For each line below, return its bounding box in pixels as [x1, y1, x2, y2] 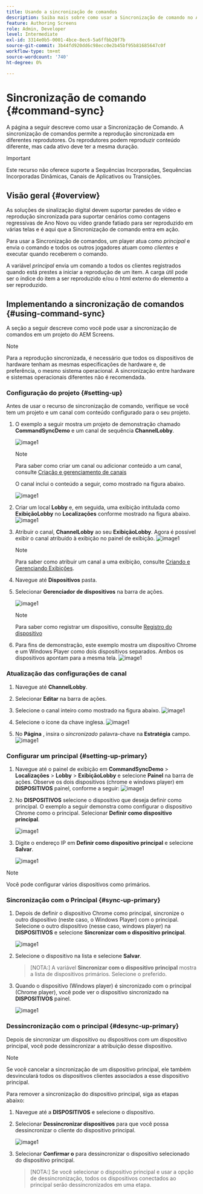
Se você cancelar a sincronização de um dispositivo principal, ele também [6, 1066, 192, 1073]
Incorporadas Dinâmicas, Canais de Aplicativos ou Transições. [6, 173, 162, 180]
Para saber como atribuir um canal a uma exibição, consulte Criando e [14, 558, 190, 566]
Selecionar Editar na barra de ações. [14, 695, 107, 702]
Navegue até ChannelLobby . [14, 683, 88, 690]
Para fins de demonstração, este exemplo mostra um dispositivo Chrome [14, 641, 197, 649]
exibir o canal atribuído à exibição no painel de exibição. [14, 535, 155, 542]
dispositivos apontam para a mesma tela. [14, 654, 118, 661]
